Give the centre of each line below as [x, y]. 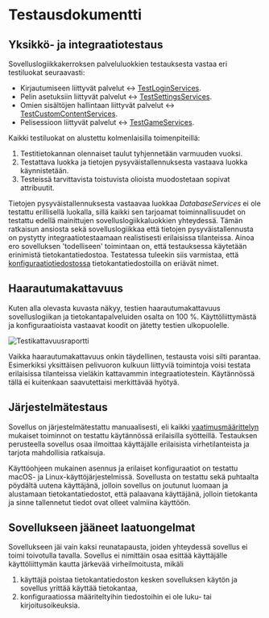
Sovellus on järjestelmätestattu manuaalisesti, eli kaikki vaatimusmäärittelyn [134, 427]
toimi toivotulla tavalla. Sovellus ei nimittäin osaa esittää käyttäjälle [118, 556]
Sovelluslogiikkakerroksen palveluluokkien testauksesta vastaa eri [118, 64]
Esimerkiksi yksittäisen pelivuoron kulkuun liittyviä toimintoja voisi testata [130, 365]
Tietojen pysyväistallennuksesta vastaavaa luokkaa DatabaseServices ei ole [135, 203]
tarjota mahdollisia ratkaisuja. [57, 452]
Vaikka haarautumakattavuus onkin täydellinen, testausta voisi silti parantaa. [134, 356]
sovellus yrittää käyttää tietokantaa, [79, 588]
